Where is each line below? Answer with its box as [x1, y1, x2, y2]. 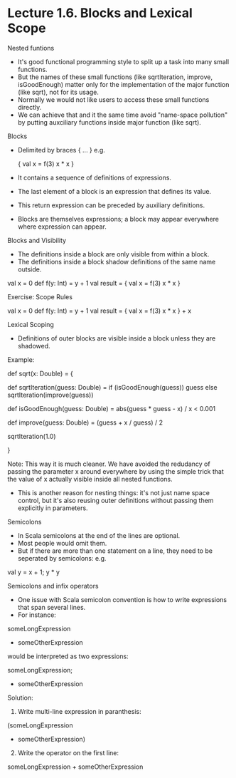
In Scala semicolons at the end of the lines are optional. [17, 531, 181, 539]
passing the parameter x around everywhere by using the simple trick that [7, 467, 224, 475]
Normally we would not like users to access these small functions [17, 95, 210, 104]
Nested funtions [7, 43, 55, 52]
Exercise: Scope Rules [7, 292, 73, 301]
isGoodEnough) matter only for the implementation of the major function [17, 80, 230, 88]
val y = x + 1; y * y [7, 568, 60, 576]
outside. [17, 265, 42, 274]
